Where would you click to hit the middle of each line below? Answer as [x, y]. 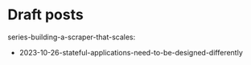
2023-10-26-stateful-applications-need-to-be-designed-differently [131, 52]
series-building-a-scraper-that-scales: [72, 37]
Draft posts [45, 15]
